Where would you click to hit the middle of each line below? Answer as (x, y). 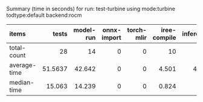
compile (164, 37)
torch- (137, 30)
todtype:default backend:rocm (44, 15)
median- (22, 82)
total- (18, 48)
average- (23, 65)
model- (85, 30)
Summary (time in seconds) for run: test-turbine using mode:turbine (91, 9)
